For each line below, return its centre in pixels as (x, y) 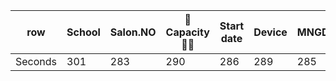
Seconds (36, 61)
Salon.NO (133, 32)
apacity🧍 (187, 32)
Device (270, 32)
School (83, 32)
